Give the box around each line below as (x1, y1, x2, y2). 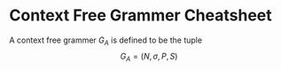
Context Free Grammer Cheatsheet (9, 5, 272, 26)
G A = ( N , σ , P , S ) (120, 51, 178, 63)
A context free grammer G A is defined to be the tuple (9, 35, 202, 47)
